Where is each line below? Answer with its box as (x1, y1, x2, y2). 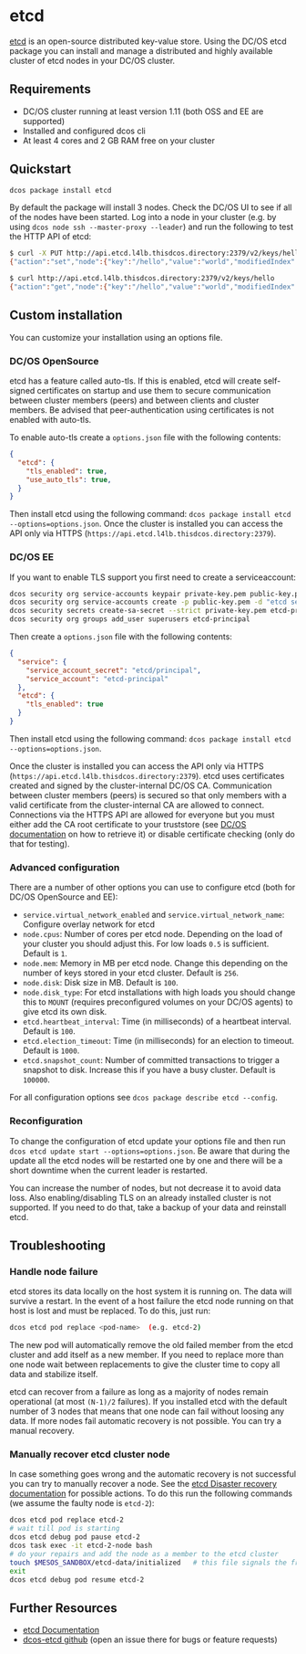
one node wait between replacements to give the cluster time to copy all (9, 1359, 280, 1370)
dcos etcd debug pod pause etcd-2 (9, 1533, 141, 1542)
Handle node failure (9, 1265, 98, 1278)
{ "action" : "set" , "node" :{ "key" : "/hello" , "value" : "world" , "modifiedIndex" (9, 258, 296, 267)
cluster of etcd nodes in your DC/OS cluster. (9, 55, 176, 66)
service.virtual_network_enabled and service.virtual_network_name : (22, 910, 285, 921)
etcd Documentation (22, 1625, 100, 1636)
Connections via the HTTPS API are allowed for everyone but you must (9, 809, 275, 820)
